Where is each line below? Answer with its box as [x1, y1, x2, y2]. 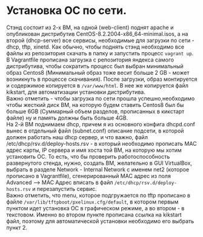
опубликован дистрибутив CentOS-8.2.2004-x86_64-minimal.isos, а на [6, 30, 188, 37]
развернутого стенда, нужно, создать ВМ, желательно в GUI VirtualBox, [6, 159, 193, 167]
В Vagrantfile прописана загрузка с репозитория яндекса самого [6, 56, 175, 63]
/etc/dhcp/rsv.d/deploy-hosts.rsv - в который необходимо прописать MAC [6, 140, 197, 147]
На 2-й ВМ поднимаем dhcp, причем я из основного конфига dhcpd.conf [6, 120, 196, 128]
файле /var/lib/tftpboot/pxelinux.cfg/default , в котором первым [6, 198, 179, 205]
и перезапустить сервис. [32, 185, 97, 192]
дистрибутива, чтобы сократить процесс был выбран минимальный [6, 62, 184, 70]
